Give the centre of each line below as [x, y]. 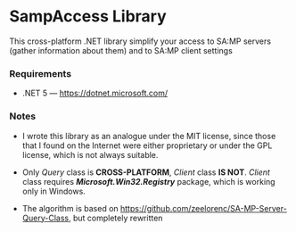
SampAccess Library [88, 17]
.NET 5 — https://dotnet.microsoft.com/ [95, 93]
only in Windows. [54, 191]
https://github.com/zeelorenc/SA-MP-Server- [203, 208]
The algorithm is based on [70, 208]
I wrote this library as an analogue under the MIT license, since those [149, 136]
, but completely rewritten [115, 218]
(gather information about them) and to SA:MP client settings [121, 50]
